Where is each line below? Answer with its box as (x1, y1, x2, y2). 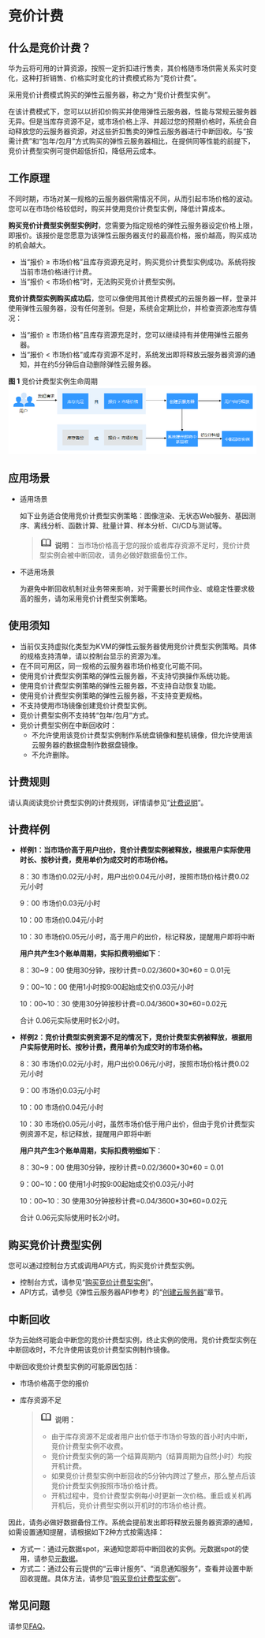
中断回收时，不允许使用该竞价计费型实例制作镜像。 (8, 1345, 174, 1354)
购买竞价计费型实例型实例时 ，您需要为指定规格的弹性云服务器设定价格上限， (8, 220, 257, 229)
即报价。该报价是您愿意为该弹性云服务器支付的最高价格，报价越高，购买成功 (8, 230, 257, 240)
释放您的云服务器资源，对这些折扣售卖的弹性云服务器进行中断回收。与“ (14, 127, 247, 136)
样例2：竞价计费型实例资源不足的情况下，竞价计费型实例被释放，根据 (19, 1032, 246, 1042)
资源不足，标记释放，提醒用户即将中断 (26, 1129, 151, 1139)
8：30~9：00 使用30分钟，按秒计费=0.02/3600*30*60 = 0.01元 (19, 965, 231, 975)
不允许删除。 (31, 750, 73, 759)
